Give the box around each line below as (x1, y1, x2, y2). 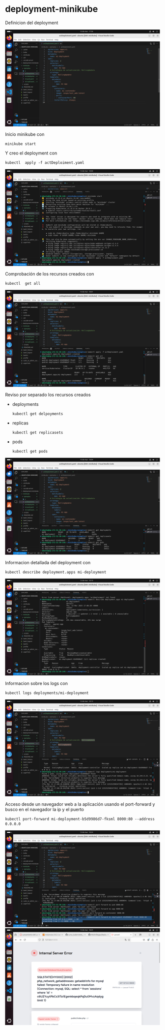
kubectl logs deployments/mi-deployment (5, 690, 89, 696)
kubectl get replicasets (12, 430, 63, 435)
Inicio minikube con (5, 131, 45, 137)
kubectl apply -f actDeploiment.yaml (5, 160, 84, 165)
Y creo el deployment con (5, 150, 57, 156)
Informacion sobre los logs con (5, 680, 68, 686)
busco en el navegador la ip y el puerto (5, 806, 84, 812)
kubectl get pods (12, 449, 48, 454)
